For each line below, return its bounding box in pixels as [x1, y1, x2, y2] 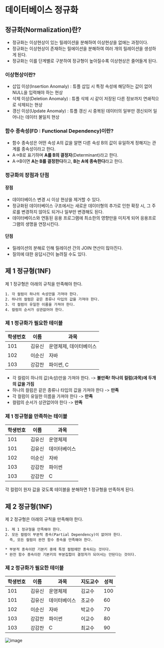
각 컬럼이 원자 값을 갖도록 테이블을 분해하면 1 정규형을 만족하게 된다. [5, 486, 135, 492]
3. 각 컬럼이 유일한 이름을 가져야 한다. [5, 302, 75, 307]
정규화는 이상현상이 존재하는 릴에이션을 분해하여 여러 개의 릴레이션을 [12, 46, 143, 52]
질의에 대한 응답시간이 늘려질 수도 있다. [12, 251, 87, 257]
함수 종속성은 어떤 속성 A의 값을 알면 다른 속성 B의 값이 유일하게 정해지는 [12, 139, 151, 145]
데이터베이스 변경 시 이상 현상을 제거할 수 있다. [12, 196, 101, 202]
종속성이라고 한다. [21, 146, 56, 152]
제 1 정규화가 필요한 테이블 [5, 320, 63, 326]
